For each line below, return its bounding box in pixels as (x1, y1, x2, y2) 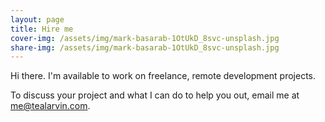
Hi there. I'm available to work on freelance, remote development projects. (10, 70, 317, 82)
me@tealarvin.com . (10, 100, 91, 112)
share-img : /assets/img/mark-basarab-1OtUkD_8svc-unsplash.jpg (10, 42, 280, 53)
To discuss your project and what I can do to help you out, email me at (10, 89, 300, 101)
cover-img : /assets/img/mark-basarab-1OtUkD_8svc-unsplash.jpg (10, 33, 280, 43)
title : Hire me (10, 24, 74, 34)
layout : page (10, 14, 65, 25)
